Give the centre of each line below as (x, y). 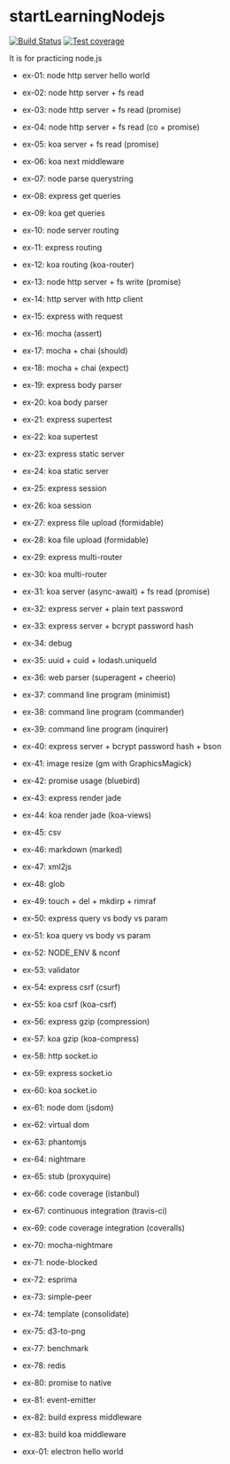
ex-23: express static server (73, 454)
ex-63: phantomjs (54, 1142)
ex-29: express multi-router (72, 557)
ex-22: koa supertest (60, 436)
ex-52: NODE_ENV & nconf (71, 953)
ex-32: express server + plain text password (103, 608)
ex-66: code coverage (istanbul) (80, 1193)
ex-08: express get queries (71, 195)
